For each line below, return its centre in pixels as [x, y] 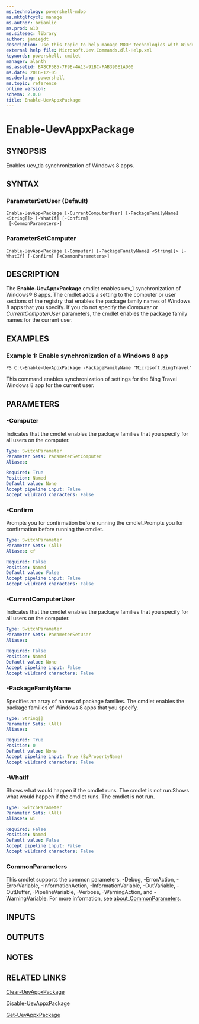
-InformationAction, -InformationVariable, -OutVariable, [108, 886]
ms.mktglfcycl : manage [34, 17]
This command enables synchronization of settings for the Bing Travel [92, 379]
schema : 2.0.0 [24, 94]
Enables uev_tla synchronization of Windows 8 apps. [70, 165]
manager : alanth [26, 61]
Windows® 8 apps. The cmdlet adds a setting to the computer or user [91, 295]
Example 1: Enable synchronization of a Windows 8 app [87, 356]
